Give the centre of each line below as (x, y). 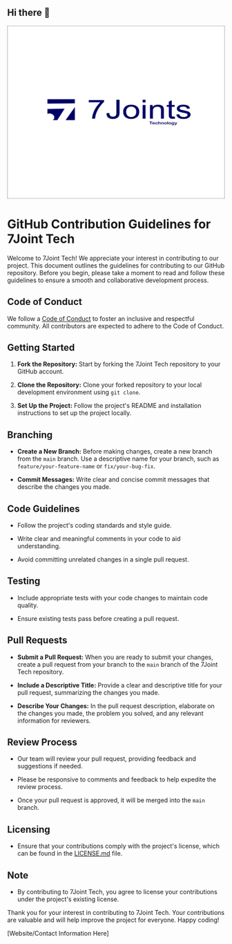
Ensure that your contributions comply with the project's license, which (118, 846)
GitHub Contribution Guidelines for (109, 224)
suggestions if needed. (50, 766)
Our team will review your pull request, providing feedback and (107, 759)
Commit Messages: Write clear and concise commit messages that (113, 480)
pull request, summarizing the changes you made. (88, 692)
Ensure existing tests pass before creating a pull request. (98, 618)
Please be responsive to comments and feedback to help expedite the (117, 779)
